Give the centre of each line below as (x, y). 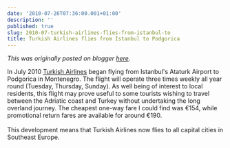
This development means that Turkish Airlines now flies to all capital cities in (115, 130)
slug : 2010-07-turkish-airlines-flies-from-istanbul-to (89, 33)
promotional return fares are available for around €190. (85, 115)
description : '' (30, 20)
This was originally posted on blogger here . (69, 58)
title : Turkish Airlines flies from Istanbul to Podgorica (94, 39)
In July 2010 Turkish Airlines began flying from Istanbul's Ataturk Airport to (113, 72)
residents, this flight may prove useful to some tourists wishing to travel (108, 94)
